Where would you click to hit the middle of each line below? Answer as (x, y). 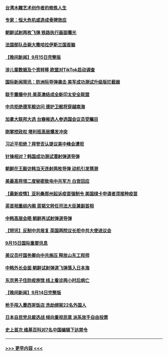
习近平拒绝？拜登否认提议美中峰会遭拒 (44, 144)
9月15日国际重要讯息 (26, 243)
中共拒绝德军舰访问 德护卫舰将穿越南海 (45, 107)
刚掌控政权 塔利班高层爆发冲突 (36, 131)
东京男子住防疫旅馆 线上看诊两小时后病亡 (47, 280)
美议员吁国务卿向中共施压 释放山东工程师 (47, 255)
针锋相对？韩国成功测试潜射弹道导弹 (42, 156)
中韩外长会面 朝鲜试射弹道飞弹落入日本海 (47, 268)
